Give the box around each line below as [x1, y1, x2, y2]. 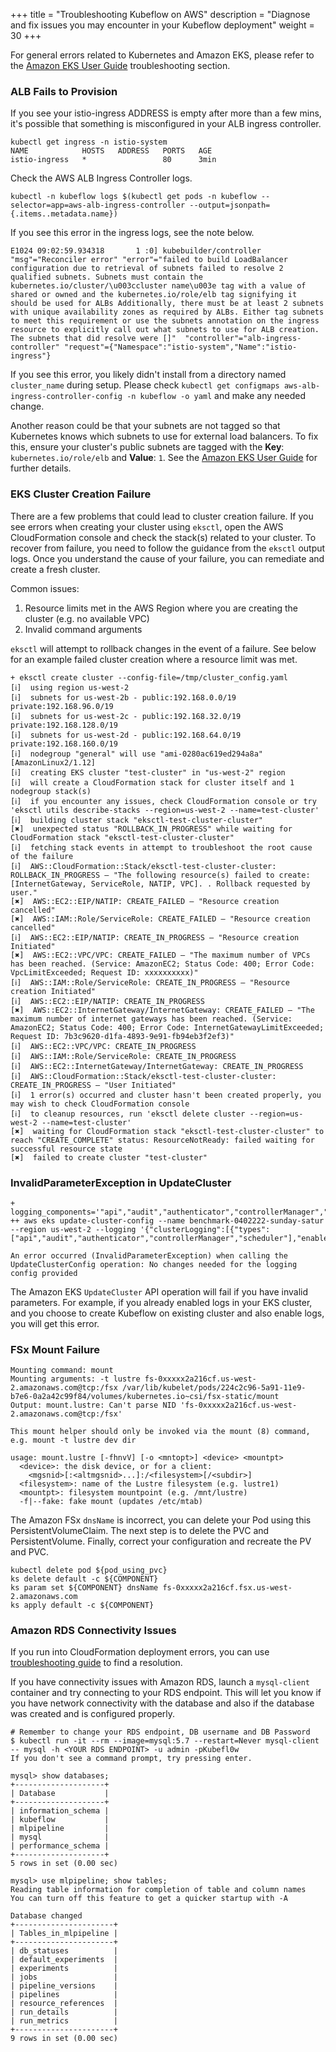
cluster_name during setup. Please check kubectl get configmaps [10, 379, 280, 391]
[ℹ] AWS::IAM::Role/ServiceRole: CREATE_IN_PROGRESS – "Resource [10, 977, 290, 988]
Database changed [10, 1911, 83, 1921]
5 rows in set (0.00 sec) [10, 1859, 118, 1869]
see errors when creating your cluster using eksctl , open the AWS [10, 520, 284, 533]
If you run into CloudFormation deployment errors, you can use [10, 1646, 270, 1658]
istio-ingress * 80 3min [10, 155, 217, 165]
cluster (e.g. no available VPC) [24, 612, 150, 624]
